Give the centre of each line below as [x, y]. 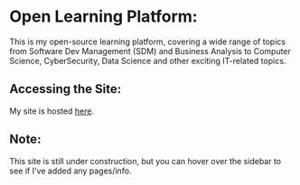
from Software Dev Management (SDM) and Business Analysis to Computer [150, 51]
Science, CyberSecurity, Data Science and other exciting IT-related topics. [148, 60]
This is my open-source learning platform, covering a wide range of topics [148, 42]
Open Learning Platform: [103, 17]
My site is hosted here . [52, 111]
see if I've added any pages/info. [70, 171]
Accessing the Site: [66, 89]
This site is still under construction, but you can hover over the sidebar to [145, 161]
